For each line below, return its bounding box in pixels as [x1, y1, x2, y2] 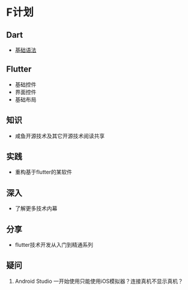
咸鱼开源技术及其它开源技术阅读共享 [14, 132, 105, 139]
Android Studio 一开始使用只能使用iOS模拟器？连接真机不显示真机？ [14, 277, 183, 285]
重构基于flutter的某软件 [14, 169, 73, 176]
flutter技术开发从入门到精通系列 [14, 241, 94, 249]
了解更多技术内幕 [14, 205, 58, 212]
